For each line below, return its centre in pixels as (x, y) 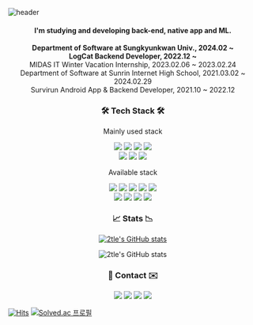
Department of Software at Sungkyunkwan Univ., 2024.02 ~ (133, 48)
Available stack (133, 172)
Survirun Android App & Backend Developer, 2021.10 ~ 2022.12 (133, 90)
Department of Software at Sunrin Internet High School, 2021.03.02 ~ (133, 73)
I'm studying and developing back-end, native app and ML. (133, 30)
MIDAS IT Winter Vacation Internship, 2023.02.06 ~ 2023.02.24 (133, 65)
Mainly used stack (133, 131)
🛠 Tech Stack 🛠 (133, 111)
